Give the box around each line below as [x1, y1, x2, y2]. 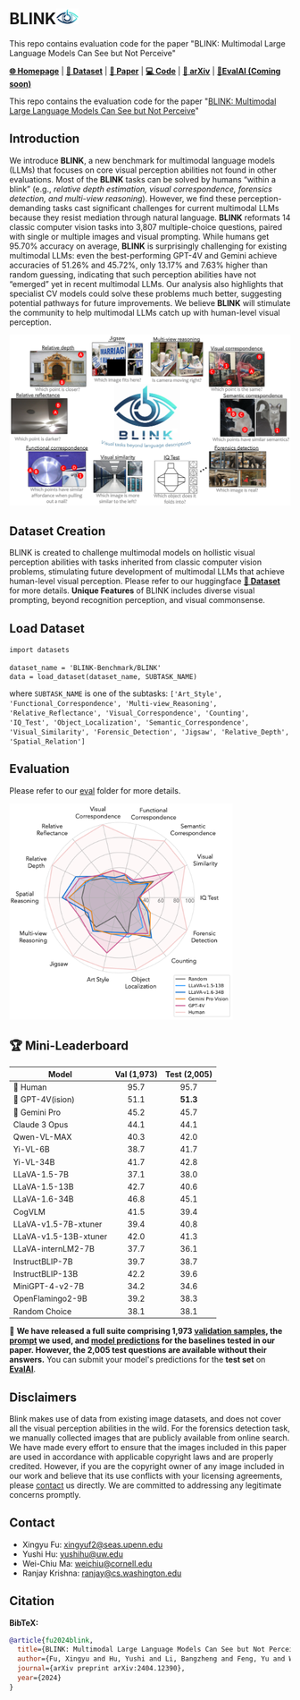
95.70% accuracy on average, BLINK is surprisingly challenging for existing [9, 241, 287, 251]
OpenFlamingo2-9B [12, 1293, 87, 1305]
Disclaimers [9, 1390, 78, 1405]
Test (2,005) [164, 1068, 212, 1079]
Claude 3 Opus [12, 1118, 69, 1130]
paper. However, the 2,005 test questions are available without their [9, 1345, 267, 1356]
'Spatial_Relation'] [9, 737, 87, 746]
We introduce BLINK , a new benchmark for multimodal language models [9, 155, 275, 166]
